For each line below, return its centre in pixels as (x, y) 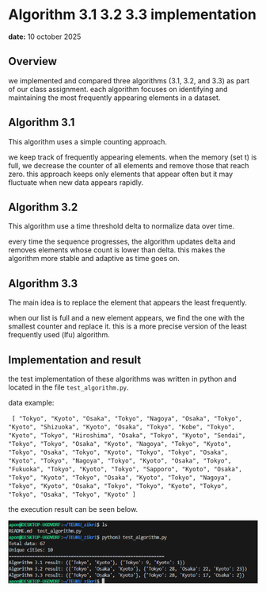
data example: (31, 403)
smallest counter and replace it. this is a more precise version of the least (127, 326)
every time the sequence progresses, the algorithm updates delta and (122, 242)
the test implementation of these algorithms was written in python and (122, 379)
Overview (33, 62)
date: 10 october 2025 (45, 37)
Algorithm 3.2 (43, 207)
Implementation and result (75, 360)
